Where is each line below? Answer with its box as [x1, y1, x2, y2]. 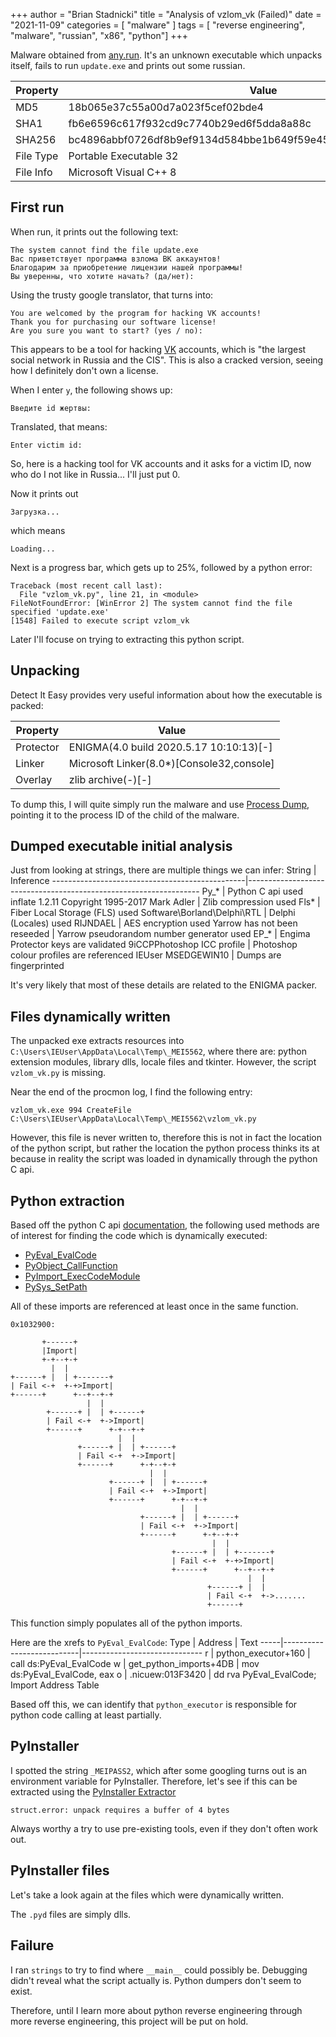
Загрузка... [10, 507, 60, 517]
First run [10, 199, 65, 216]
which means [10, 524, 66, 536]
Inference [10, 875, 50, 887]
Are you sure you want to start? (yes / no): [10, 325, 203, 336]
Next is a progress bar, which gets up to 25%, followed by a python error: [10, 561, 313, 573]
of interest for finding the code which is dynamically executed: [10, 1230, 268, 1242]
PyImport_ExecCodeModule [24, 1270, 141, 1283]
